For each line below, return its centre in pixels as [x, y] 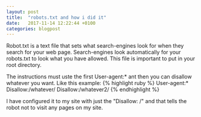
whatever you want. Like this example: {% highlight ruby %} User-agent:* [97, 83]
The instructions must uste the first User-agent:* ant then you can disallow [99, 77]
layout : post [23, 12]
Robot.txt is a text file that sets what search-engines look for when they [95, 46]
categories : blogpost [33, 29]
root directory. [24, 65]
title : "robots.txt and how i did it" [56, 17]
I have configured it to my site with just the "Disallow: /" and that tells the [97, 101]
